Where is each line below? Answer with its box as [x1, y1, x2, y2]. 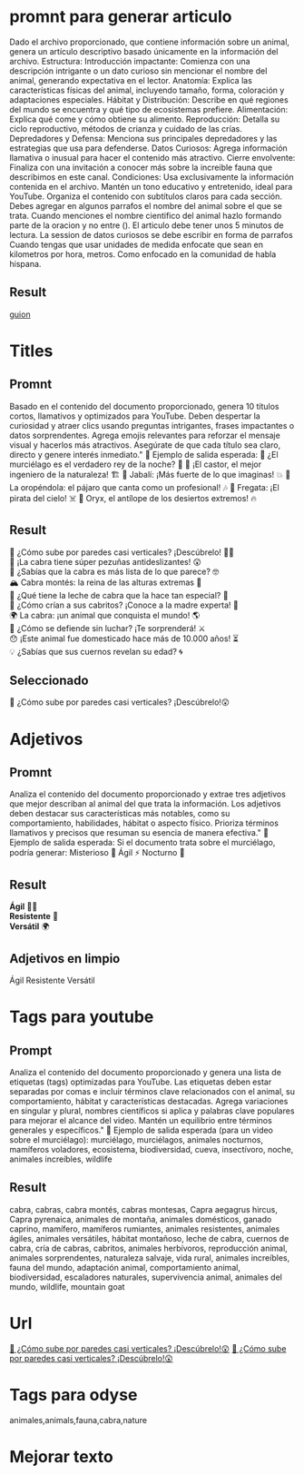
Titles [9, 341, 54, 361]
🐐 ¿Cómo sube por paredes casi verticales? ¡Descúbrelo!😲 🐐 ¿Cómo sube [9, 1342, 287, 1354]
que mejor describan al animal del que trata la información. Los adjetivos [9, 798, 281, 809]
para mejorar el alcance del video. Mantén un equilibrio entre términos [9, 1115, 272, 1125]
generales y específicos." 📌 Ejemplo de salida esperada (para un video [9, 1124, 274, 1135]
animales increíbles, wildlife [9, 1153, 113, 1164]
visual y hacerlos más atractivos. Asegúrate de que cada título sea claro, [9, 439, 281, 450]
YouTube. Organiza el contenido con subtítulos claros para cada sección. [9, 191, 283, 202]
